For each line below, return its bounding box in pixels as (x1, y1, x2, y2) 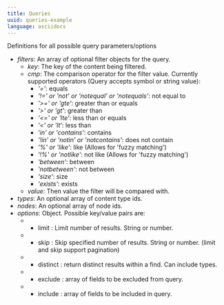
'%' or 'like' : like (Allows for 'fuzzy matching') (37, 143, 167, 152)
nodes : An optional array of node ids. (17, 201, 123, 210)
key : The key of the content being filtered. (27, 63, 147, 71)
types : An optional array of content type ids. (17, 195, 143, 203)
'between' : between (37, 158, 95, 166)
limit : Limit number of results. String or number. (37, 224, 174, 232)
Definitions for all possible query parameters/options (7, 42, 157, 50)
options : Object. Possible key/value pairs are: (17, 209, 146, 217)
